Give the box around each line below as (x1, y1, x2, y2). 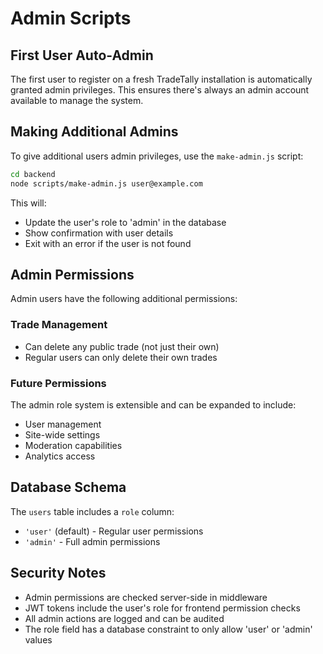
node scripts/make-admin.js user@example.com (10, 178, 203, 189)
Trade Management (10, 318, 108, 332)
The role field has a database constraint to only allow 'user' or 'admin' (24, 623, 313, 635)
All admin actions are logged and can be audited (24, 612, 225, 624)
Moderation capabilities (24, 439, 123, 451)
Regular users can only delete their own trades (24, 351, 218, 363)
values (24, 633, 53, 646)
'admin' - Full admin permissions (24, 535, 161, 547)
